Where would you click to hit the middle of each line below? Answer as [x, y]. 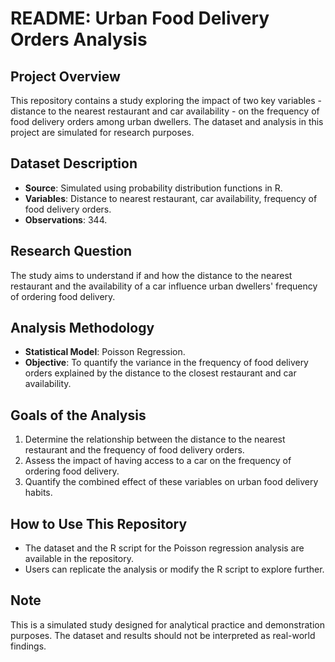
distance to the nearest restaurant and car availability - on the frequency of [165, 111]
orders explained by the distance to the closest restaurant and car [160, 373]
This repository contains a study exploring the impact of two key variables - [166, 100]
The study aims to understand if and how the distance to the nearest [151, 275]
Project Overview [65, 76]
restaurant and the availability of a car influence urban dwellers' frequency [164, 286]
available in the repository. [79, 559]
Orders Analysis [79, 39]
